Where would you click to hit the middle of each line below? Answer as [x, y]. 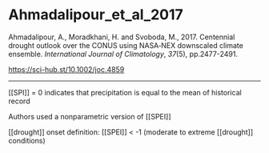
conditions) [27, 140]
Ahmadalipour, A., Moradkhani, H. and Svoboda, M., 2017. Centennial [122, 37]
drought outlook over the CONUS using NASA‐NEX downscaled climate [126, 45]
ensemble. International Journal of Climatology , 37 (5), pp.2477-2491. [123, 54]
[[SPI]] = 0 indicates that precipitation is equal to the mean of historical [125, 92]
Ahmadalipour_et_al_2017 [96, 15]
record [19, 101]
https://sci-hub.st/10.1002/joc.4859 [66, 69]
